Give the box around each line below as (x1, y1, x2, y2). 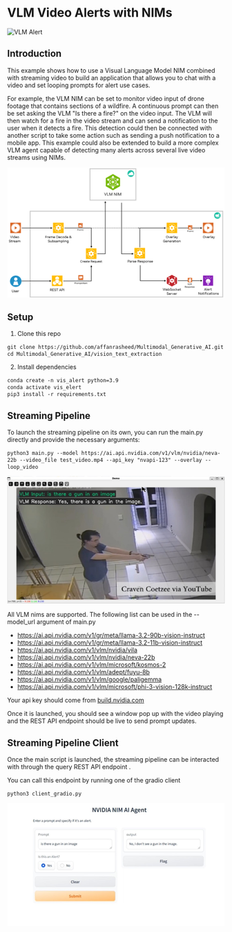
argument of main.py (37, 618, 96, 626)
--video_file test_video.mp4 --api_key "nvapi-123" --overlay (19, 457, 202, 464)
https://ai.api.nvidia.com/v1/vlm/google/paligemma (17, 675, 162, 683)
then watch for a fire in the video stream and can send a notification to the (7, 116, 218, 125)
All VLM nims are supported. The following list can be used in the (7, 611, 193, 619)
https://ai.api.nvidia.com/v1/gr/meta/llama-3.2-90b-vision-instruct (17, 631, 206, 640)
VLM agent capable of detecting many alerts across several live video (7, 145, 206, 154)
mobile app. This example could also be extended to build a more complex (7, 138, 219, 147)
